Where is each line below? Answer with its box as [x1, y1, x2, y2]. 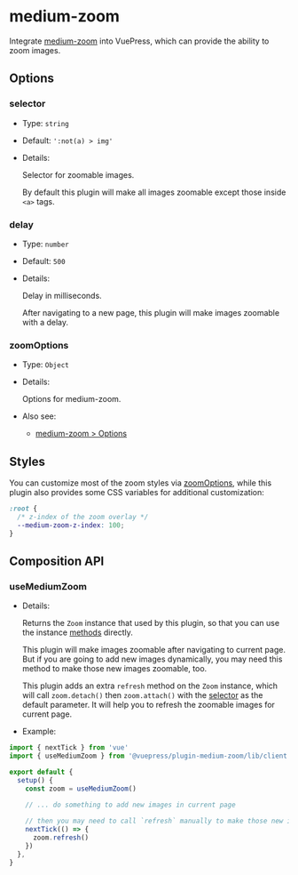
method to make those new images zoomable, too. [21, 663, 208, 674]
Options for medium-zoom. [21, 394, 122, 405]
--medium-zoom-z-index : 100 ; [17, 520, 125, 530]
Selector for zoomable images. [21, 169, 135, 180]
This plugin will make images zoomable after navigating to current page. [21, 645, 286, 655]
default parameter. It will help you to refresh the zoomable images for [21, 700, 275, 710]
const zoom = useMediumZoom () [25, 784, 137, 793]
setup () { [17, 775, 53, 784]
